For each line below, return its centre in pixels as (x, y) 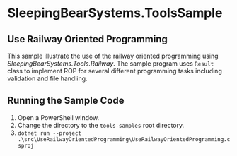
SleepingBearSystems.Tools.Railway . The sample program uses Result (111, 64)
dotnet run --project (49, 133)
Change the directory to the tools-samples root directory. (101, 125)
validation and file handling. (47, 78)
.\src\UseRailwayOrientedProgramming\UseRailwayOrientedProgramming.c (124, 139)
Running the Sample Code (66, 101)
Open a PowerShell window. (58, 117)
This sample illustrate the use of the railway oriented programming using (113, 56)
